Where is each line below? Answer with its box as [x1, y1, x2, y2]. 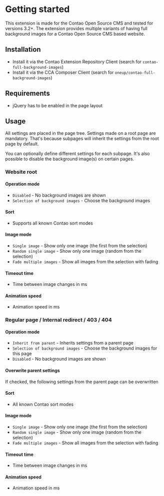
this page [12, 351, 32, 357]
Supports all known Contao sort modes [12, 220, 93, 226]
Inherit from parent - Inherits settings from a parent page [12, 340, 133, 346]
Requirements [5, 89, 50, 98]
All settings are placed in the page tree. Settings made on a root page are [5, 130, 156, 136]
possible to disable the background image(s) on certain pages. [5, 156, 134, 162]
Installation [5, 45, 41, 54]
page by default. [5, 141, 39, 147]
